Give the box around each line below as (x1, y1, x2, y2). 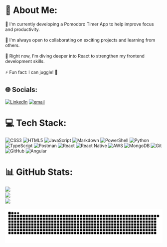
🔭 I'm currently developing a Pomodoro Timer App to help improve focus (5, 21, 155, 27)
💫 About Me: (5, 4, 58, 16)
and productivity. (5, 26, 40, 32)
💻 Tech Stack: (5, 117, 67, 128)
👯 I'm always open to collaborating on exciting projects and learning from (5, 37, 156, 43)
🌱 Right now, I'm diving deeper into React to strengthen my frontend (5, 52, 145, 59)
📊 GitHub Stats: (5, 166, 73, 177)
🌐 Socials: (5, 85, 38, 94)
